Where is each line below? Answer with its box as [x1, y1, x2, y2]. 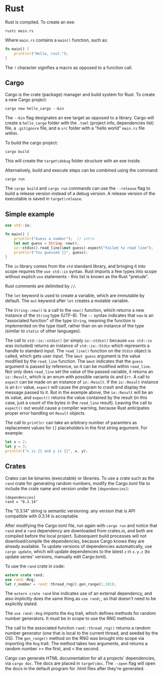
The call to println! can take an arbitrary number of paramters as [5, 420, 137, 426]
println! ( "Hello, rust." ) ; [14, 51, 69, 56]
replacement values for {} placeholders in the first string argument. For [5, 425, 147, 431]
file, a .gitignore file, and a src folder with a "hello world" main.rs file [5, 125, 145, 131]
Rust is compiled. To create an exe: [5, 19, 75, 25]
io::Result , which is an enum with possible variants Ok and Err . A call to [5, 374, 150, 380]
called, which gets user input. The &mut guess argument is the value [5, 353, 141, 359]
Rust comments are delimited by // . [5, 283, 77, 289]
